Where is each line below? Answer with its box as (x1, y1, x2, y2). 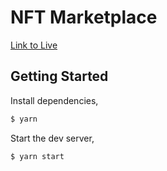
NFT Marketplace (10, 6, 158, 29)
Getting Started (10, 68, 109, 85)
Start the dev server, (10, 132, 95, 144)
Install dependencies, (10, 94, 99, 106)
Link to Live (10, 39, 58, 51)
